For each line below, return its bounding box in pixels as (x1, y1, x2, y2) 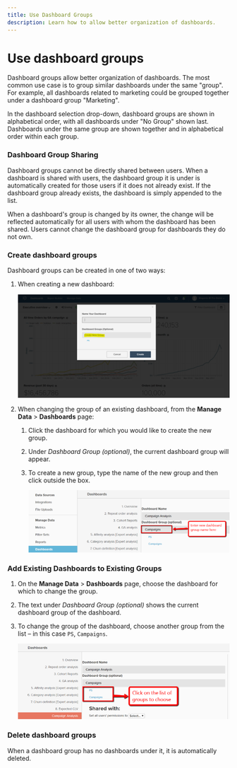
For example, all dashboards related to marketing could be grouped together (7, 88, 229, 97)
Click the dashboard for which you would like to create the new (28, 426, 212, 435)
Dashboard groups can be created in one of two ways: (7, 266, 166, 275)
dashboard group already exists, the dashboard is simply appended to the (7, 188, 222, 197)
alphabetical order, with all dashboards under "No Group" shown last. (7, 117, 209, 126)
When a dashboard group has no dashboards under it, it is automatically (7, 746, 217, 755)
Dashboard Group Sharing (7, 150, 99, 160)
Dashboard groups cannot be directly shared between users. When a (7, 166, 208, 175)
